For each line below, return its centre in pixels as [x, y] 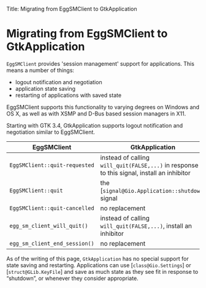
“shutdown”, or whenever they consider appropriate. [73, 278]
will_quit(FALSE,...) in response [149, 165]
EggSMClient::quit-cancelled [52, 208]
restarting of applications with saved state [68, 95]
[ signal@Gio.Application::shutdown [152, 190]
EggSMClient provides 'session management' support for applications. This [101, 63]
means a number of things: [40, 70]
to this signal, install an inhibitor [146, 173]
